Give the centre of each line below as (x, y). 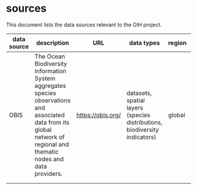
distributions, (145, 122)
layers (135, 107)
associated (50, 115)
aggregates (50, 86)
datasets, (139, 93)
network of (50, 137)
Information (50, 71)
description (52, 43)
